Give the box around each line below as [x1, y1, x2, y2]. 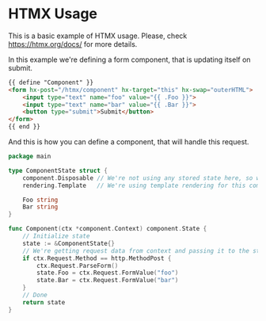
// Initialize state [22, 232, 90, 240]
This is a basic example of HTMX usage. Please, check [8, 31, 188, 40]
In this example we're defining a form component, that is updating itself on [8, 55, 251, 64]
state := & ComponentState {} [22, 239, 115, 247]
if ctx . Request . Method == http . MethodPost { [22, 254, 172, 262]
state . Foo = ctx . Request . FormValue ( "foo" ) [36, 269, 179, 277]
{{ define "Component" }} [8, 78, 93, 86]
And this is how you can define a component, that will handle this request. [8, 137, 249, 147]
